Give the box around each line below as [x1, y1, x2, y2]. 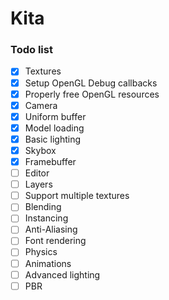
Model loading [24, 122, 85, 134]
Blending [24, 201, 62, 213]
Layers [24, 178, 53, 191]
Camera [24, 99, 58, 111]
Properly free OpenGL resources [24, 88, 160, 100]
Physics [24, 246, 58, 258]
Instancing [24, 212, 69, 224]
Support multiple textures [24, 190, 130, 202]
